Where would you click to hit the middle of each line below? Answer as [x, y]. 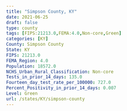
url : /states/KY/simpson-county [45, 99]
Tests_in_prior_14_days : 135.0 [44, 77]
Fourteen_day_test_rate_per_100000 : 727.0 [59, 83]
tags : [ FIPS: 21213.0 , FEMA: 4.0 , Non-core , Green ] [64, 33]
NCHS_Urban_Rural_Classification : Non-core [60, 72]
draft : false [22, 22]
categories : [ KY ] [27, 39]
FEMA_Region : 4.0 [27, 60]
